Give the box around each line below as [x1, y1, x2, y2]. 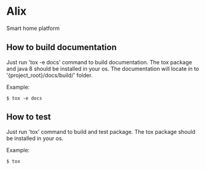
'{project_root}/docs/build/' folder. [6, 72, 93, 79]
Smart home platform [6, 24, 60, 32]
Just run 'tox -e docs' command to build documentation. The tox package [6, 58, 193, 65]
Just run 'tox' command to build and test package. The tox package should [6, 128, 196, 135]
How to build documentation [6, 42, 117, 53]
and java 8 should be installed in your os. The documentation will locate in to [6, 65, 199, 72]
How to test [6, 112, 51, 122]
